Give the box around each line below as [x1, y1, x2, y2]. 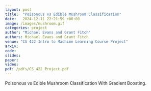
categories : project [5, 26, 48, 30]
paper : [5, 58, 19, 62]
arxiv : [5, 44, 19, 49]
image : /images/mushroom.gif [5, 21, 65, 26]
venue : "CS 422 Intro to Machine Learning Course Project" [5, 39, 128, 44]
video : [5, 62, 19, 67]
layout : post [5, 7, 32, 12]
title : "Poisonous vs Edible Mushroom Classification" [5, 12, 122, 17]
